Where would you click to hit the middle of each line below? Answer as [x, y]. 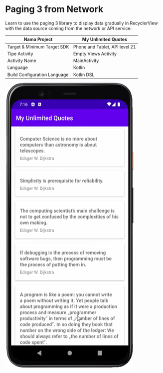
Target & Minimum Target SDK [38, 46]
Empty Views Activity [95, 53]
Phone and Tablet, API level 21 [104, 46]
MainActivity [86, 60]
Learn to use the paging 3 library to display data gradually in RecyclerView [81, 23]
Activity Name [22, 60]
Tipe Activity [20, 53]
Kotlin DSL [84, 74]
